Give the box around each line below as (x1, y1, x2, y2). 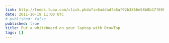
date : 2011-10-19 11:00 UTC (5, 12, 64, 17)
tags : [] (5, 30, 24, 35)
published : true (5, 21, 39, 26)
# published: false (5, 16, 46, 21)
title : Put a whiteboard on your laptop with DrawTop (5, 26, 121, 31)
